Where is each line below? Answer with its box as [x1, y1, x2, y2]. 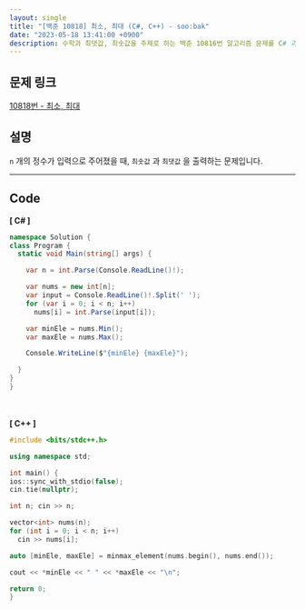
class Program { [9, 241, 71, 250]
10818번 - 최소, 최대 [9, 101, 81, 112]
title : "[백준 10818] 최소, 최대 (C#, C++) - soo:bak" [9, 22, 211, 31]
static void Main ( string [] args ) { [17, 249, 152, 259]
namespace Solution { [9, 233, 92, 242]
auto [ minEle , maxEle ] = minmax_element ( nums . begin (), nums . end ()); [9, 551, 274, 560]
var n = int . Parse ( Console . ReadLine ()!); [25, 265, 184, 275]
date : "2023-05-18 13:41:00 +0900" [9, 30, 144, 39]
